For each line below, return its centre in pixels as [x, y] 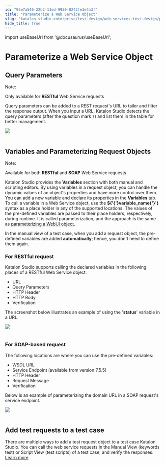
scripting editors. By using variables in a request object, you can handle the [82, 187]
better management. [26, 122]
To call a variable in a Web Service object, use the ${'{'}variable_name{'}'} [82, 203]
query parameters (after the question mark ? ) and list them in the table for [80, 116]
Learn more [17, 458]
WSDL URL [23, 365]
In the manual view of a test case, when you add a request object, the [75, 233]
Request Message [30, 380]
